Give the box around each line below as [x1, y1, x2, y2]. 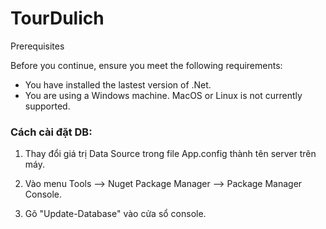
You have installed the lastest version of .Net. [24, 78, 212, 91]
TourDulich [10, 7, 105, 30]
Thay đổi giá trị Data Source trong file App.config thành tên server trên [24, 148, 317, 160]
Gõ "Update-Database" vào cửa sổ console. [24, 208, 207, 220]
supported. [24, 100, 71, 112]
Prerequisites [10, 40, 65, 52]
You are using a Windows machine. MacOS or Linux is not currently [24, 89, 303, 101]
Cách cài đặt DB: [10, 125, 93, 139]
